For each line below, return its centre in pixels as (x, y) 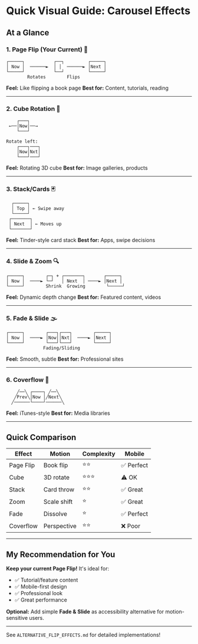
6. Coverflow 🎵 (28, 379)
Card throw (59, 489)
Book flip (56, 465)
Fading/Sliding (62, 348)
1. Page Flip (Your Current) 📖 (47, 49)
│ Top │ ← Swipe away (38, 209)
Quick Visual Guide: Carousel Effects (98, 11)
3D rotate (56, 477)
